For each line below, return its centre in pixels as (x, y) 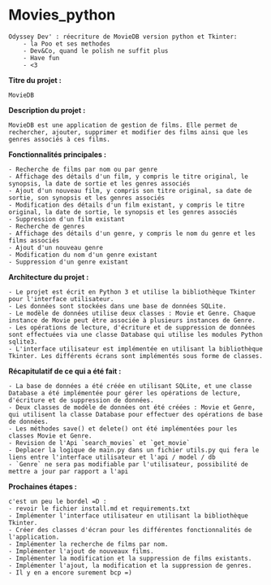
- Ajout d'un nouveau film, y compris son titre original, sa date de (130, 190)
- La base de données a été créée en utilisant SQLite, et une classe (130, 386)
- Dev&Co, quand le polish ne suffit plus (96, 50)
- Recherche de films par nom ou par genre (83, 169)
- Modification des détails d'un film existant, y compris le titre (127, 205)
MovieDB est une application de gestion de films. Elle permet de (123, 125)
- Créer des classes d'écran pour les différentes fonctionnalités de (130, 530)
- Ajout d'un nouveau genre (56, 247)
